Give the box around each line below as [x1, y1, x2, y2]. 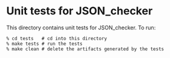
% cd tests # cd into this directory [6, 35, 107, 41]
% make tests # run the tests [6, 41, 83, 47]
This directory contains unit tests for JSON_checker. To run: [6, 24, 156, 31]
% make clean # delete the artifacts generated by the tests [6, 46, 165, 52]
